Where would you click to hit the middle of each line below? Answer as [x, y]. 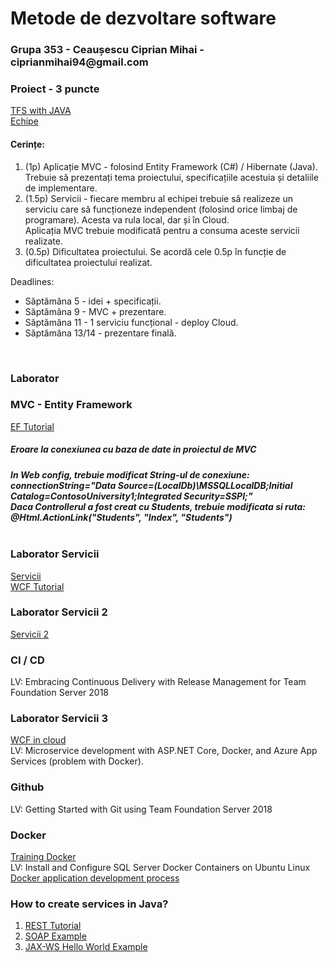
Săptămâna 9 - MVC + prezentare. [95, 311]
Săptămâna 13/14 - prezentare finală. [100, 333]
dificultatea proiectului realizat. [88, 262]
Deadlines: [32, 281]
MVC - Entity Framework [71, 405]
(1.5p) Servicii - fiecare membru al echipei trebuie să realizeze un [158, 198]
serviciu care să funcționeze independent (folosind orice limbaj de [161, 209]
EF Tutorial [32, 426]
